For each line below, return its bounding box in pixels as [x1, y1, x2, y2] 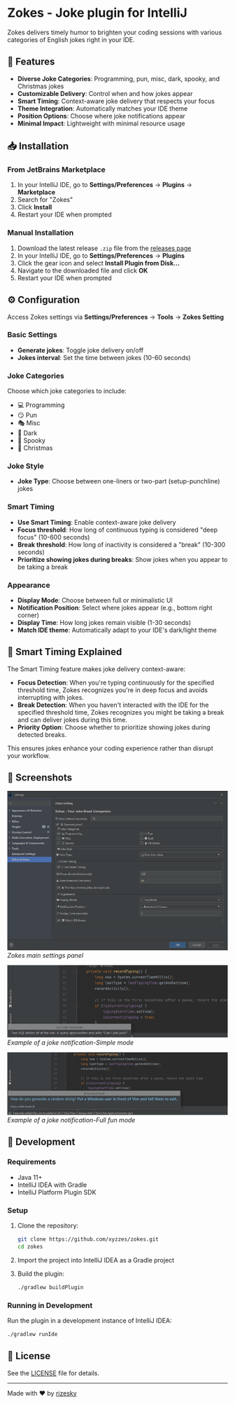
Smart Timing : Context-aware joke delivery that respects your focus [17, 97, 215, 105]
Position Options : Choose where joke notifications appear [17, 111, 185, 120]
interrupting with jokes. [17, 693, 84, 701]
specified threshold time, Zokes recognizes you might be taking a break [17, 708, 225, 716]
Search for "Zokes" [17, 195, 73, 204]
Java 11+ [17, 1173, 43, 1181]
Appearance [7, 580, 50, 590]
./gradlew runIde [7, 1330, 58, 1337]
